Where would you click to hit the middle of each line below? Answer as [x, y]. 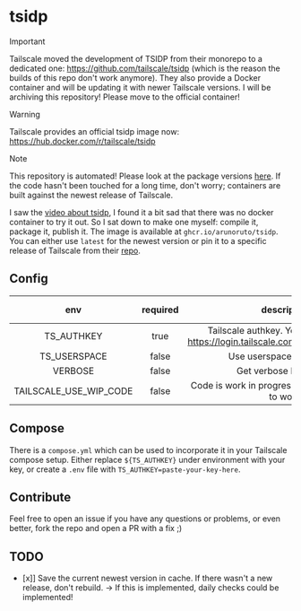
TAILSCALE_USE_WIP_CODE [73, 390]
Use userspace [260, 356]
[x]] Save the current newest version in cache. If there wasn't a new [147, 578]
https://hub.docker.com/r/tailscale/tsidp [82, 141]
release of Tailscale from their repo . [75, 250]
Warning [25, 114]
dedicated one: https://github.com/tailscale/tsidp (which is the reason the [145, 68]
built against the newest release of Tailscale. [91, 195]
